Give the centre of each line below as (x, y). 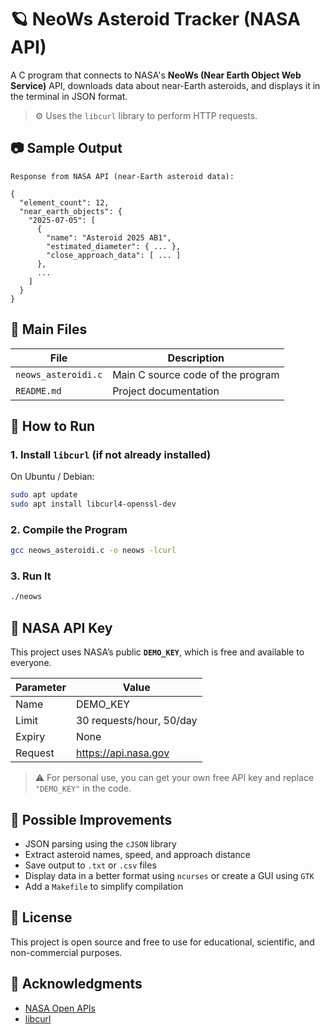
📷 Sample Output (66, 148)
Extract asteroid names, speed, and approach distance (137, 854)
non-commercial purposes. (66, 952)
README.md (38, 390)
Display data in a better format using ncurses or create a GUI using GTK (169, 875)
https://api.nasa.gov (122, 753)
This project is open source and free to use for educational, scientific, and (162, 942)
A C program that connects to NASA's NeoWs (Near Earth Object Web (156, 75)
